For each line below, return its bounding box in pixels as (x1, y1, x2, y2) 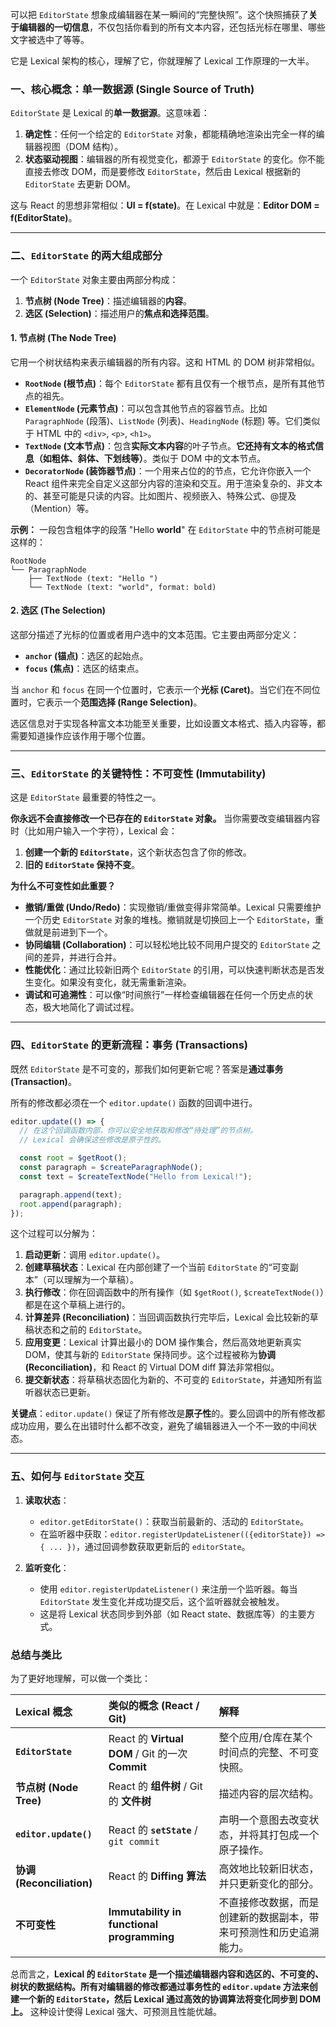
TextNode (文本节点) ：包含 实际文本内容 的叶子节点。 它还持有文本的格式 (24, 439, 315, 452)
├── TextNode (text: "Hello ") (28, 573, 159, 583)
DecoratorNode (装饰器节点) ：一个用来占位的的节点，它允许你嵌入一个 (24, 464, 312, 477)
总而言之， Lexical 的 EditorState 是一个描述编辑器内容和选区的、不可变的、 (10, 1968, 324, 1980)
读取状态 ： (24, 1494, 70, 1506)
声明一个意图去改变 (218, 1813, 310, 1827)
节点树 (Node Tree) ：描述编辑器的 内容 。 (24, 294, 192, 307)
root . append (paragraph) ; (19, 1199, 123, 1209)
